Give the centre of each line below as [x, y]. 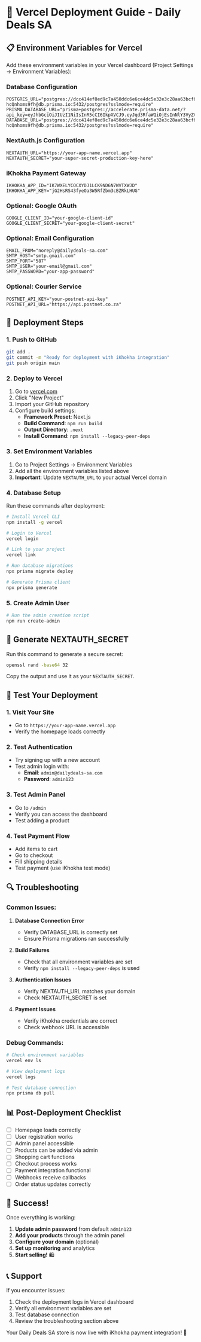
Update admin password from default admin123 [73, 1229]
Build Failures [32, 950]
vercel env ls [24, 1060]
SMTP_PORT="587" [26, 261]
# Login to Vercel [29, 533]
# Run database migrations [40, 566]
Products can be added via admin [56, 1150]
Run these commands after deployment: [56, 505]
